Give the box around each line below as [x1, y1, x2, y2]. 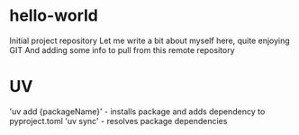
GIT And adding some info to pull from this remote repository [9, 44, 236, 55]
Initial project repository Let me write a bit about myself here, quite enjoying [9, 35, 290, 46]
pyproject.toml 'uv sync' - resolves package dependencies [9, 115, 228, 126]
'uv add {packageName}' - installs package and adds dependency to [9, 105, 266, 117]
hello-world [9, 5, 99, 26]
